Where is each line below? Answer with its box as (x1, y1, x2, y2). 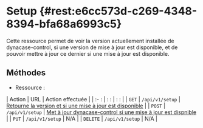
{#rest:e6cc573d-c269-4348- (39, 4, 198, 18)
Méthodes (6, 68, 46, 78)
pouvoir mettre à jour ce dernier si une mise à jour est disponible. (6, 50, 170, 57)
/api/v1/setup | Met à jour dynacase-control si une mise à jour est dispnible (6, 108, 197, 116)
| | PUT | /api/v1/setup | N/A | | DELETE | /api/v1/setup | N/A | (6, 115, 158, 122)
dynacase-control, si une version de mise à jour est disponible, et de (6, 44, 178, 51)
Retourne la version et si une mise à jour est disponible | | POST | (6, 102, 166, 109)
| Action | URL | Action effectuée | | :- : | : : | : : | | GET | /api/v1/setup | (6, 95, 181, 103)
